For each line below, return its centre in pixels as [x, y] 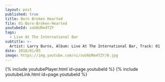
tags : [11, 32]
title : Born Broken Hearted [34, 19]
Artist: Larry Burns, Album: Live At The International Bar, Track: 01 [85, 46]
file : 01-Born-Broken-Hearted [36, 23]
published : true [22, 14]
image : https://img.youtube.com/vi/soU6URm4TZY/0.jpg [62, 55]
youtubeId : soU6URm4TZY [30, 28]
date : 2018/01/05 [23, 51]
